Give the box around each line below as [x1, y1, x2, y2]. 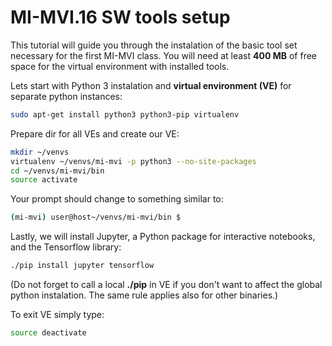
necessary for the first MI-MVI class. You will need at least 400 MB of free [10, 49, 317, 61]
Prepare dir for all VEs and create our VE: [10, 127, 180, 140]
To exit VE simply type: [10, 309, 105, 321]
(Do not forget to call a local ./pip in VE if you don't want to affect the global [10, 279, 323, 291]
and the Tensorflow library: [10, 241, 122, 253]
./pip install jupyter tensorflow [10, 261, 155, 271]
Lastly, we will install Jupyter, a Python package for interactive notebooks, [10, 231, 316, 243]
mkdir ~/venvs [10, 147, 70, 157]
